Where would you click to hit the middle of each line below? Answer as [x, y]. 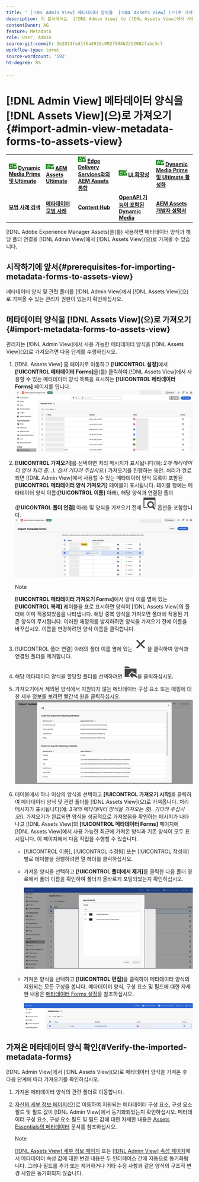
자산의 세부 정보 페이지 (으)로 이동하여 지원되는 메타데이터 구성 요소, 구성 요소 [103, 1105]
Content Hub [94, 207]
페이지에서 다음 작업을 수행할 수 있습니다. [91, 839]
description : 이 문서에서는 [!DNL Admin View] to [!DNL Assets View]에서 [95, 19]
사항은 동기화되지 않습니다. [52, 1173]
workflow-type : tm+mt [33, 50]
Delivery [89, 167]
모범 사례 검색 [24, 207]
